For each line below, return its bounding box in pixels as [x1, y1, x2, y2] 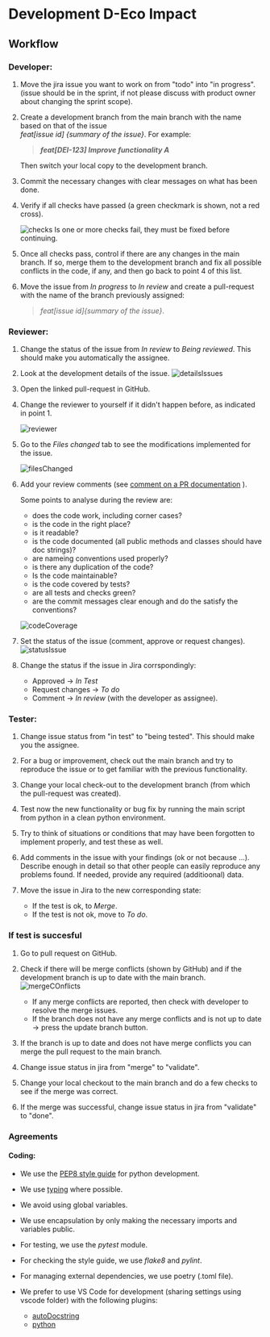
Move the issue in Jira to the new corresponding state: [19, 885, 201, 896]
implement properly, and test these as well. [19, 837, 164, 847]
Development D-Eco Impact [8, 5, 197, 23]
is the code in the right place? [31, 520, 131, 529]
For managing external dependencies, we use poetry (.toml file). [19, 1271, 234, 1281]
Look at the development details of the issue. [19, 369, 170, 378]
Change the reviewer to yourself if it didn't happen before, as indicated [19, 400, 255, 410]
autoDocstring [31, 1310, 80, 1320]
